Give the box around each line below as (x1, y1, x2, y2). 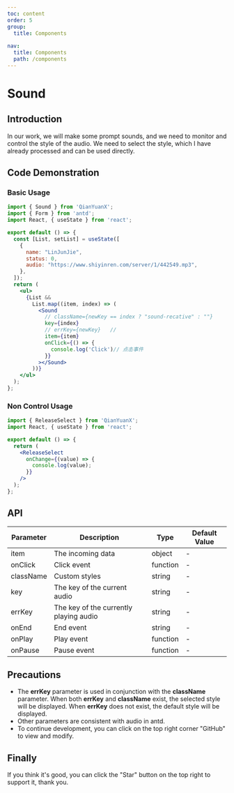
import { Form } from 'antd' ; (7, 210, 95, 217)
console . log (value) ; (32, 462, 92, 469)
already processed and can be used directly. (7, 146, 135, 155)
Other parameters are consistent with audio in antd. (17, 717, 166, 725)
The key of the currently (54, 603, 133, 612)
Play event (54, 634, 88, 644)
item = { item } (44, 333, 79, 340)
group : (7, 23, 26, 30)
